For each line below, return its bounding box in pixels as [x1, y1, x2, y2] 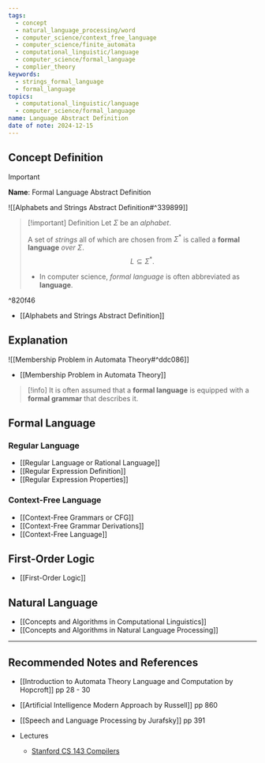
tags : [8, 11, 26, 20]
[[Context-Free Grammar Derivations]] [19, 521, 144, 530]
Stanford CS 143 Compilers [31, 746, 120, 756]
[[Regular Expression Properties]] [19, 475, 129, 484]
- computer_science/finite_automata [15, 41, 136, 49]
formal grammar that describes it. [27, 393, 139, 403]
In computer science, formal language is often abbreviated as [39, 272, 241, 281]
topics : [8, 92, 34, 100]
